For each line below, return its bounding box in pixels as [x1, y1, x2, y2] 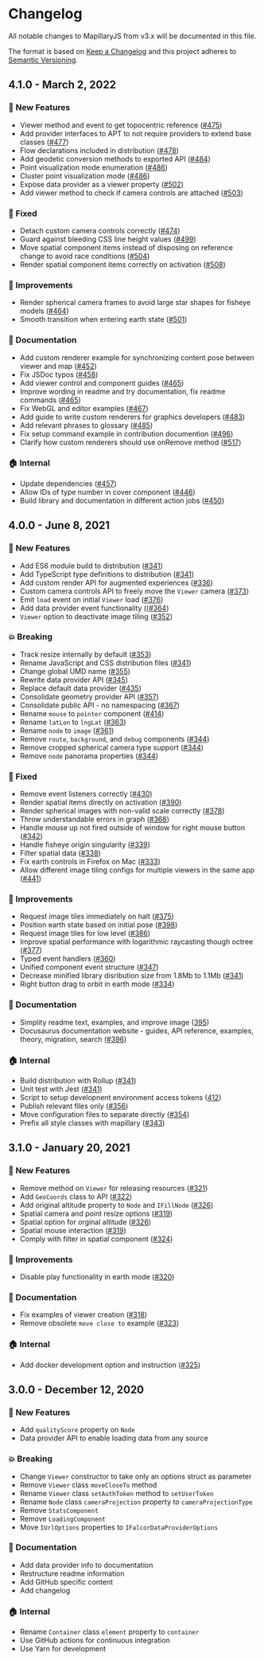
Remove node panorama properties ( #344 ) [19, 750, 159, 761]
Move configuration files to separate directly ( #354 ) [19, 1109, 190, 1119]
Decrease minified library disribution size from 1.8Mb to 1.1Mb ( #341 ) [19, 971, 244, 981]
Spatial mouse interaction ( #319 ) [19, 1225, 127, 1235]
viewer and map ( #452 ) [19, 361, 97, 370]
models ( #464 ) [19, 306, 69, 315]
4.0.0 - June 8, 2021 [8, 519, 110, 532]
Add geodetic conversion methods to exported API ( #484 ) [19, 154, 211, 163]
